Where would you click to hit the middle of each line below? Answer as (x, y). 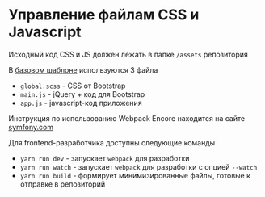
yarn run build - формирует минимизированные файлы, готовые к (135, 175)
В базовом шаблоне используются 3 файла (83, 69)
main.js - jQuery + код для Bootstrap (82, 94)
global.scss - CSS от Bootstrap (73, 86)
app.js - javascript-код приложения (81, 103)
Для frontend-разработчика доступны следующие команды (112, 142)
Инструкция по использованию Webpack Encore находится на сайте (126, 118)
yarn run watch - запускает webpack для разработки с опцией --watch (139, 166)
